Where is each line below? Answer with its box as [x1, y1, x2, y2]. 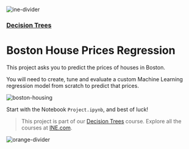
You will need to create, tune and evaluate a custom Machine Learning [6, 75, 183, 82]
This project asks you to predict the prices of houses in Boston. [6, 64, 166, 71]
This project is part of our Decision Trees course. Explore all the [21, 117, 182, 125]
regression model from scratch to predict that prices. [6, 82, 139, 89]
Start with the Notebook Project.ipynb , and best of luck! [6, 106, 148, 113]
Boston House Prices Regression [6, 43, 176, 57]
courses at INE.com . [21, 124, 73, 131]
